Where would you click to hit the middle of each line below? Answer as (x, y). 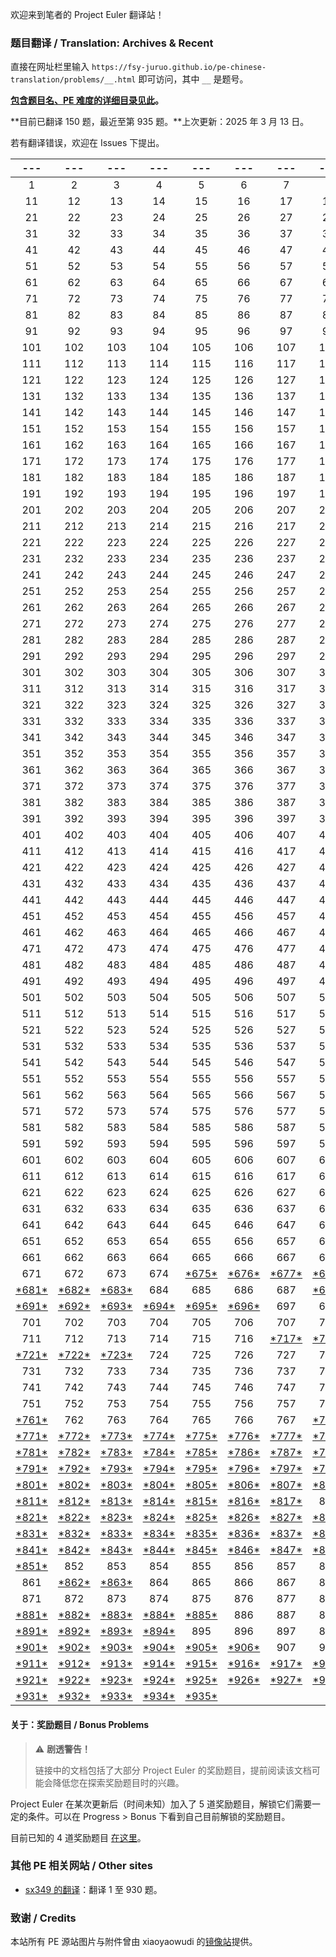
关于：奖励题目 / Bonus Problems (80, 1724)
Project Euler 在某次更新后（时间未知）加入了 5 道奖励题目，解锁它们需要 (161, 1804)
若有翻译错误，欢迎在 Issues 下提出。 (87, 143)
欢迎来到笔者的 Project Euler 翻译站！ (87, 14)
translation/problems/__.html (73, 80)
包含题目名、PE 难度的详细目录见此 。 (87, 100)
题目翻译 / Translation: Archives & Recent (112, 43)
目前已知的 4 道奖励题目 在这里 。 (78, 1837)
